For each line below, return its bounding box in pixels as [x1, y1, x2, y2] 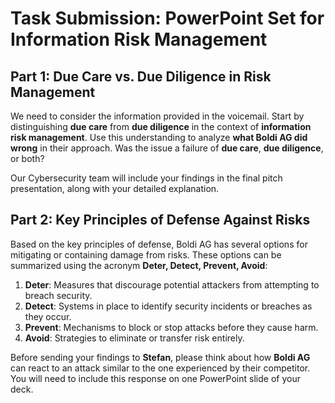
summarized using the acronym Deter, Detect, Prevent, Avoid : [10, 259, 268, 271]
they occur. [24, 310, 72, 322]
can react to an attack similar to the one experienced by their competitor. [10, 362, 311, 374]
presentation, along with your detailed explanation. [10, 183, 220, 194]
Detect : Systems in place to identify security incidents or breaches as [24, 300, 313, 312]
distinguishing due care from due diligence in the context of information [10, 121, 312, 132]
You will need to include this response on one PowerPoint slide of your [10, 372, 301, 384]
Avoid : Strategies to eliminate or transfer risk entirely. [24, 332, 245, 344]
